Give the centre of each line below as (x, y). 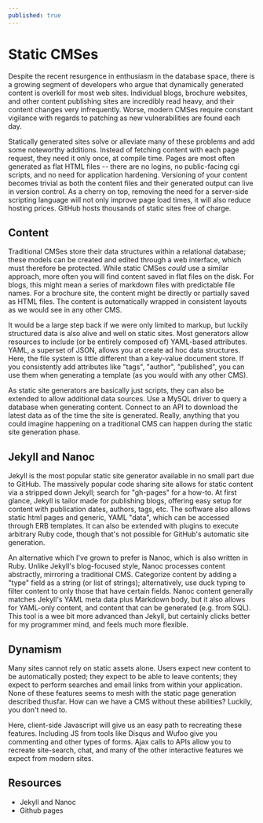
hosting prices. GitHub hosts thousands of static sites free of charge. (120, 208)
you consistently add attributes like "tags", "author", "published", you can (126, 367)
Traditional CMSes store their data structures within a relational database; (127, 251)
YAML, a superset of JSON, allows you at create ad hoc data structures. (124, 350)
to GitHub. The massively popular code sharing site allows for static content (131, 485)
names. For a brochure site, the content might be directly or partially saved (129, 293)
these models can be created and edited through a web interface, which (125, 260)
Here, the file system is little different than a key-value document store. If (126, 359)
